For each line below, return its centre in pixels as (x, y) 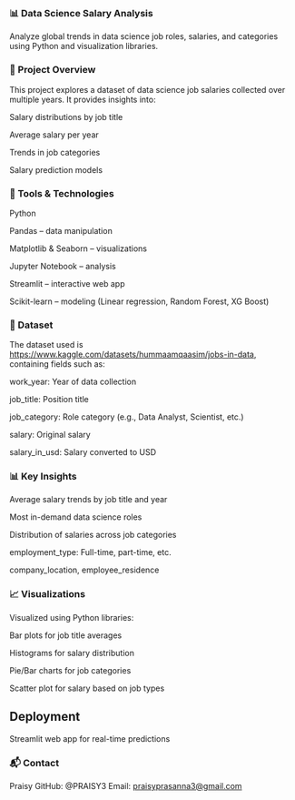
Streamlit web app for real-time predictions (90, 738)
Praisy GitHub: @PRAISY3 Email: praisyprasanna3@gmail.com (126, 785)
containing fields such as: (58, 364)
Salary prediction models (56, 169)
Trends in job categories (55, 152)
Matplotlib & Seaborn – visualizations (79, 248)
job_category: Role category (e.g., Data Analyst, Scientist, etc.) (127, 417)
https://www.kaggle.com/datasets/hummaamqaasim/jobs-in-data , (133, 354)
